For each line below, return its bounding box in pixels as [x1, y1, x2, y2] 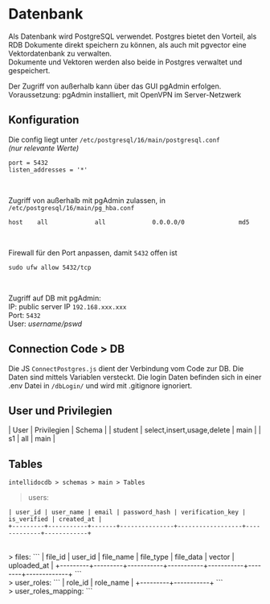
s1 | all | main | [8, 434, 56, 444]
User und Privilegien [8, 403, 112, 417]
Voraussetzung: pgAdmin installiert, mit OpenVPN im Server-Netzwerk [8, 89, 242, 99]
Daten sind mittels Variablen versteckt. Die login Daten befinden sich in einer [8, 372, 262, 382]
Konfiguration [8, 114, 80, 127]
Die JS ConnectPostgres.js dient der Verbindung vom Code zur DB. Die [8, 363, 244, 373]
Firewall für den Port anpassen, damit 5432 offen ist [8, 247, 178, 258]
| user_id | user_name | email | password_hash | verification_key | [8, 508, 247, 516]
